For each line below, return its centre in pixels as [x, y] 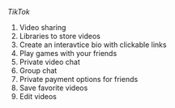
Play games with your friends [68, 53]
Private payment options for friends [79, 79]
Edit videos [38, 96]
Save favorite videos [53, 88]
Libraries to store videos [60, 36]
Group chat [38, 71]
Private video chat [49, 62]
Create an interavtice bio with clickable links [93, 45]
